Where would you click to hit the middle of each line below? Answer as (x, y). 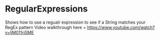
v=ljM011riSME (20, 32)
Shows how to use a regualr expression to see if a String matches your (75, 22)
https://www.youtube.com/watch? (121, 27)
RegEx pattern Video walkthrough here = (45, 27)
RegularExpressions (46, 9)
